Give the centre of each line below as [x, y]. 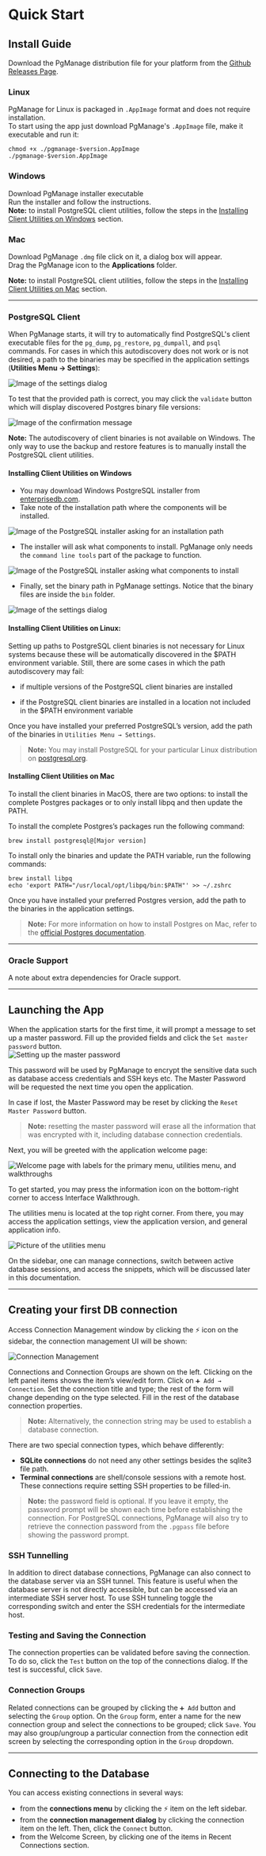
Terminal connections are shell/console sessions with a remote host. [133, 1477]
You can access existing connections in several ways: [96, 1792]
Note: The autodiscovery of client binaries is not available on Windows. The [132, 438]
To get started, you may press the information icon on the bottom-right [123, 1189]
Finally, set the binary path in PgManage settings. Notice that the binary [136, 586]
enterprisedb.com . [50, 499]
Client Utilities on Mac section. [58, 288]
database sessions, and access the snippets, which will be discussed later [129, 1269]
